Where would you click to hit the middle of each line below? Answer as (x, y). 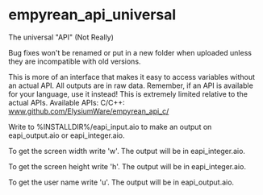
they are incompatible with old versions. (75, 61)
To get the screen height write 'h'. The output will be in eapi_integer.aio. (127, 166)
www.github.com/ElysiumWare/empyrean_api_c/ (89, 111)
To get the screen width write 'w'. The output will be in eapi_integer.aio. (127, 151)
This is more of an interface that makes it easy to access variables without (132, 77)
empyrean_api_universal (92, 15)
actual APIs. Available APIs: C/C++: (67, 102)
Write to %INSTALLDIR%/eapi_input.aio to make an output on (110, 127)
